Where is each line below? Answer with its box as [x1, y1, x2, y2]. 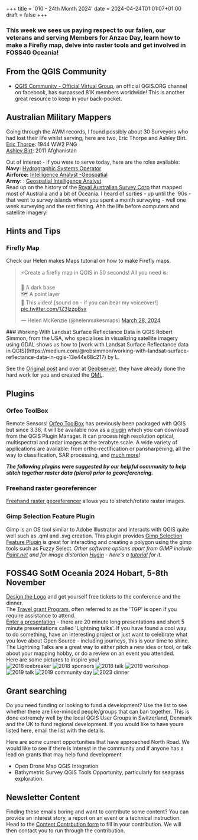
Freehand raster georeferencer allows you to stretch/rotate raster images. [6, 498, 186, 505]
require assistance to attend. [6, 612, 76, 619]
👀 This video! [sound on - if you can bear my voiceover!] [20, 299, 158, 306]
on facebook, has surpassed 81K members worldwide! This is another [14, 88, 185, 96]
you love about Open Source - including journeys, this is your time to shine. [6, 637, 190, 644]
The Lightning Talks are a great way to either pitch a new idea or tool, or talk [6, 644, 191, 651]
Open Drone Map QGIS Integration [14, 762, 99, 770]
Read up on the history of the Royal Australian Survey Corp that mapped [6, 183, 182, 190]
